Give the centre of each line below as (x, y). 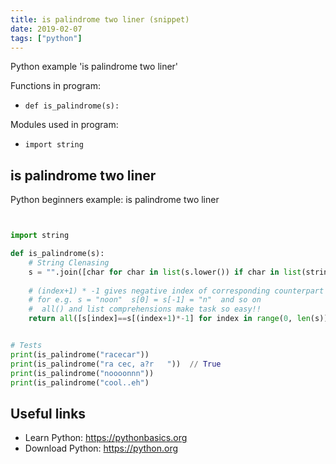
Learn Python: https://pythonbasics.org (106, 438)
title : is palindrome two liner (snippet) (100, 19)
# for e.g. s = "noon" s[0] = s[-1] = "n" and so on (145, 300)
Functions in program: (55, 86)
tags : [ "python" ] (46, 38)
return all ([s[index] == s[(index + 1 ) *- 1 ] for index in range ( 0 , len (169, 319)
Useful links (48, 413)
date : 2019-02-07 (46, 29)
